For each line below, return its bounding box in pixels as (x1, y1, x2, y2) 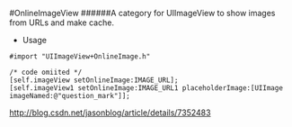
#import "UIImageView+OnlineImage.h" (9, 52, 151, 61)
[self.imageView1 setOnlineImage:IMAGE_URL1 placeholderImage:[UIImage (9, 84, 283, 93)
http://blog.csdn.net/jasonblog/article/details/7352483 (9, 107, 211, 118)
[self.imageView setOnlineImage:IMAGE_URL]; (9, 76, 179, 85)
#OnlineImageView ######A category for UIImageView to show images (9, 8, 276, 18)
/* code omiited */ (9, 68, 83, 77)
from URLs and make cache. (9, 17, 115, 28)
